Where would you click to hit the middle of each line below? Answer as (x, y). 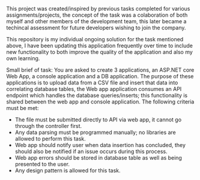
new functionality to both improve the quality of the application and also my (100, 52)
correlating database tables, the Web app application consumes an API (94, 89)
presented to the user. (42, 164)
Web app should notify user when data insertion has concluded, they (100, 145)
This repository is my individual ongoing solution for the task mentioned (95, 39)
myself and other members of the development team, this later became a (96, 21)
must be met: (23, 108)
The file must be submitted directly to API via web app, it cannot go (98, 120)
